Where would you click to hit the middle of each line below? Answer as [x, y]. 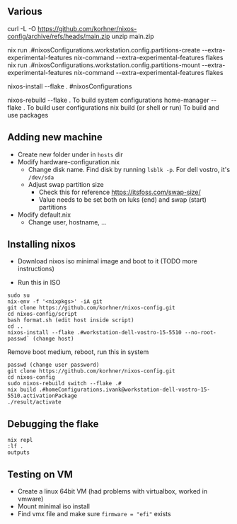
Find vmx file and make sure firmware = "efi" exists [94, 514]
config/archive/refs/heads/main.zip [59, 36]
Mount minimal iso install [54, 506]
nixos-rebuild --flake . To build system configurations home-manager [109, 100]
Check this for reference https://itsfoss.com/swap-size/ [120, 192]
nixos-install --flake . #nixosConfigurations [70, 86]
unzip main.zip [133, 36]
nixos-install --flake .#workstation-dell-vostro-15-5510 [94, 333]
